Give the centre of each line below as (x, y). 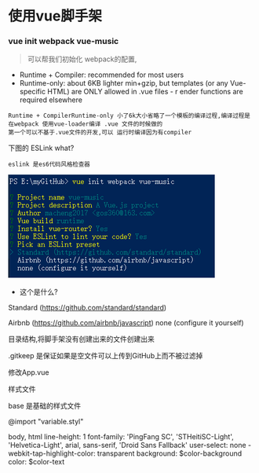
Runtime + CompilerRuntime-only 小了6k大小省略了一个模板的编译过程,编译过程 (126, 116)
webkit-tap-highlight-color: (52, 453)
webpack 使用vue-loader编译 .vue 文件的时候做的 (88, 124)
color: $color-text (36, 462)
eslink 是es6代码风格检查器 (49, 165)
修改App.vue (29, 372)
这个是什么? (38, 292)
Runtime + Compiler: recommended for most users (102, 75)
